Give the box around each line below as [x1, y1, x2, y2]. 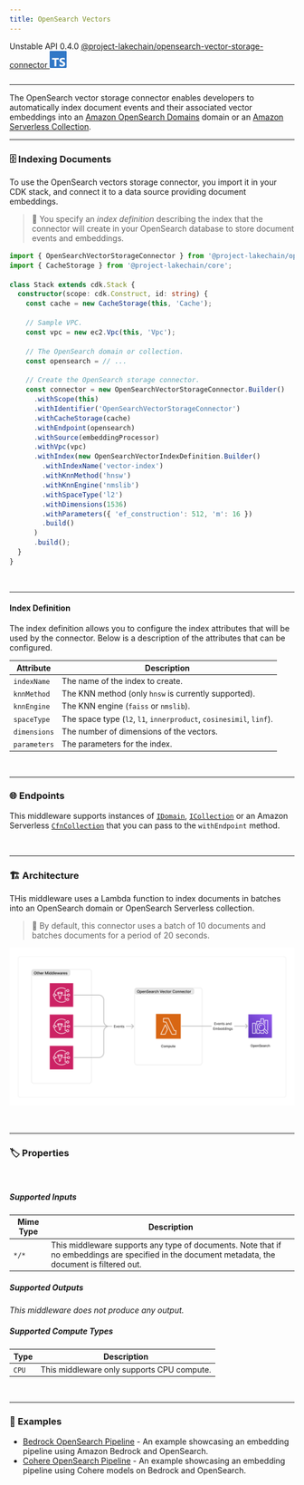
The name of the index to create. [62, 675, 183, 686]
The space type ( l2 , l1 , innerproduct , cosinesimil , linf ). [62, 713, 273, 724]
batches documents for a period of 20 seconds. [31, 930, 210, 941]
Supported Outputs [9, 1282, 84, 1293]
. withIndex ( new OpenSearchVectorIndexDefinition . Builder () [33, 452, 261, 461]
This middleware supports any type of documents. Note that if [51, 1239, 282, 1250]
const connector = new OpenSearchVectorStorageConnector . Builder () [25, 385, 285, 394]
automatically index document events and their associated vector [9, 101, 253, 112]
